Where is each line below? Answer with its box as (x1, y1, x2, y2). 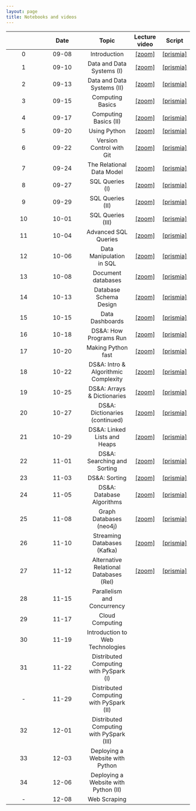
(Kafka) (96, 546, 118, 554)
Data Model (91, 167, 123, 176)
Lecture (134, 33, 156, 41)
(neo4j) (97, 522, 118, 530)
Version (96, 136, 118, 144)
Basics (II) (93, 117, 121, 125)
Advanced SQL (86, 228, 128, 236)
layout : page (6, 8, 38, 15)
